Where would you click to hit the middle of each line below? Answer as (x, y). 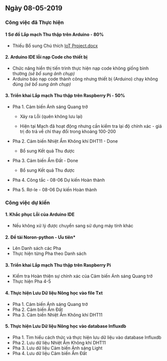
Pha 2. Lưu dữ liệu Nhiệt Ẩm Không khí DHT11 (59, 342)
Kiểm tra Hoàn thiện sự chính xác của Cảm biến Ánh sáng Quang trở (83, 276)
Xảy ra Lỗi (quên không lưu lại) (51, 116)
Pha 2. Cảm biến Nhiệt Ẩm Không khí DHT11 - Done (65, 141)
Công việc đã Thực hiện (34, 23)
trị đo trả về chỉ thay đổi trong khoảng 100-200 (68, 131)
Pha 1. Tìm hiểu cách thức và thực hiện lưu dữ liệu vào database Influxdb (87, 337)
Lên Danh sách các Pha (37, 248)
